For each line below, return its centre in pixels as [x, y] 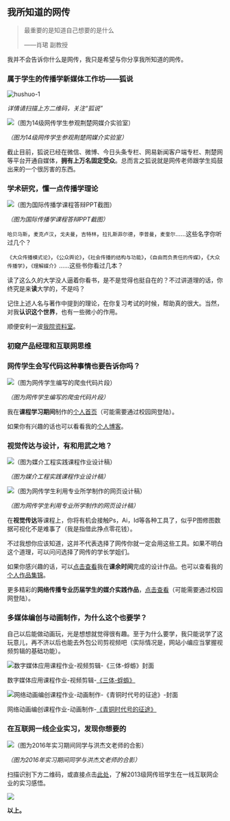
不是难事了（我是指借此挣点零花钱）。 [83, 528]
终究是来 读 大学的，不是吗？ [46, 289]
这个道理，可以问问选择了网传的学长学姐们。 [70, 551]
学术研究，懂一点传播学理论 [53, 189]
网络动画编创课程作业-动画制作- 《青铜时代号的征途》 [82, 709]
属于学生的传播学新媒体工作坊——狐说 [70, 79]
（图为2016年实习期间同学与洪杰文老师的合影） [74, 759]
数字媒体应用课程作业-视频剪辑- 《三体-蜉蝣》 [71, 680]
